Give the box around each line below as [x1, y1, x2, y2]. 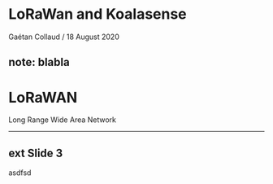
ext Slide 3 [8, 146, 63, 160]
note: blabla [8, 55, 71, 69]
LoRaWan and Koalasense [8, 5, 187, 24]
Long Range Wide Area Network [8, 115, 116, 125]
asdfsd [8, 168, 32, 177]
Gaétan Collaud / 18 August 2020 [8, 32, 119, 42]
